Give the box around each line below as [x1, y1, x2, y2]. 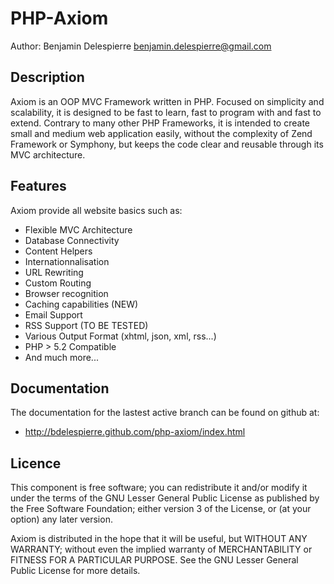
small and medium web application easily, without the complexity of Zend [10, 127, 313, 139]
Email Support [24, 308, 83, 321]
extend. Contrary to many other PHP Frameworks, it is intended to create [10, 117, 310, 129]
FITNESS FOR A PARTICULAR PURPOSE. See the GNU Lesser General [10, 554, 299, 566]
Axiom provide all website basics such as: [10, 204, 183, 216]
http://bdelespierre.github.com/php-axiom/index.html [24, 426, 246, 438]
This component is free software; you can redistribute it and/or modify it [10, 482, 308, 494]
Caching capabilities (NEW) [24, 298, 139, 310]
